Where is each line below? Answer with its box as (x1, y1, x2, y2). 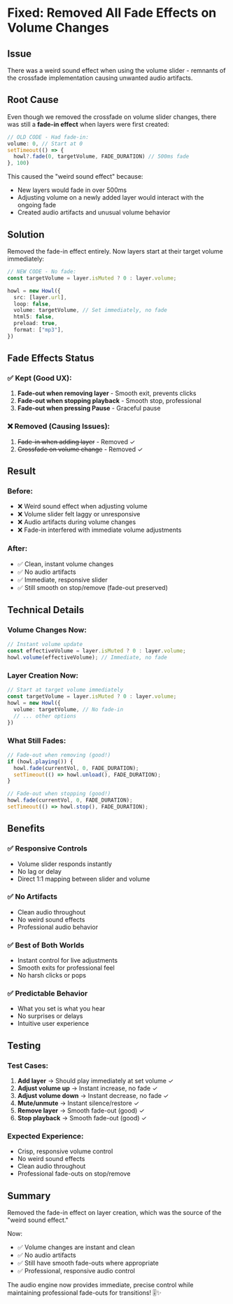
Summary (7, 1190, 51, 1202)
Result (7, 465, 36, 477)
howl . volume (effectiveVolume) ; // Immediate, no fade (7, 654, 168, 661)
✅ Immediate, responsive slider (17, 575, 108, 584)
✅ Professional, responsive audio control (17, 1267, 135, 1275)
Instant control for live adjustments (17, 956, 118, 965)
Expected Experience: (7, 1132, 84, 1141)
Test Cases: (7, 1060, 49, 1070)
